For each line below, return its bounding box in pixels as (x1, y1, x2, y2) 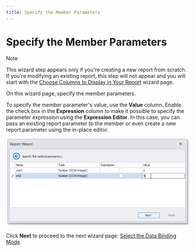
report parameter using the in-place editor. (6, 126, 109, 133)
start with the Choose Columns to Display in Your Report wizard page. (6, 78, 174, 85)
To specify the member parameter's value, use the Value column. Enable (6, 101, 182, 108)
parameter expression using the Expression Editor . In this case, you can (6, 114, 180, 121)
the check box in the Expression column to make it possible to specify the (6, 107, 184, 114)
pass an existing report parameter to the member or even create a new (6, 120, 176, 127)
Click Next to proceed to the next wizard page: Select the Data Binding (6, 232, 177, 239)
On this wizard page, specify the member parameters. (6, 90, 136, 97)
